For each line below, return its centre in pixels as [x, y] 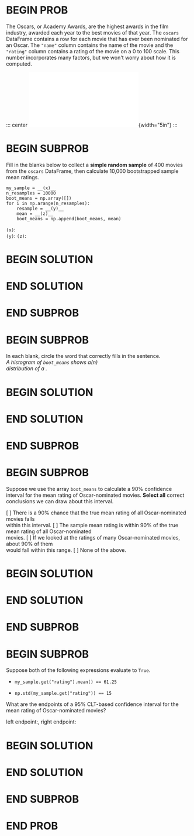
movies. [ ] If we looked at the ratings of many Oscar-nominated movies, [93, 537]
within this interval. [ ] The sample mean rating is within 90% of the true [92, 525]
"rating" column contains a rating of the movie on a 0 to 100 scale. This [93, 51]
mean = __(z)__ [35, 214]
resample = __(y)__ [40, 209]
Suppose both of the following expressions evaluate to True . [78, 670]
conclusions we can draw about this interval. [60, 501]
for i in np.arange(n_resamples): [48, 203]
